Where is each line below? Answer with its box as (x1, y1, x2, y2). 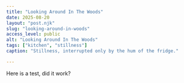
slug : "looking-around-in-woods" (6, 25, 90, 32)
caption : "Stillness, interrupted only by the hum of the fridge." (6, 48, 179, 54)
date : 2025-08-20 (6, 14, 50, 20)
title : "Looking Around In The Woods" (6, 8, 103, 15)
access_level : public (6, 31, 61, 37)
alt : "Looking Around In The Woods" (6, 37, 98, 43)
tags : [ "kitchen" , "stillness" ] (6, 43, 87, 49)
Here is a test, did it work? (6, 70, 71, 77)
